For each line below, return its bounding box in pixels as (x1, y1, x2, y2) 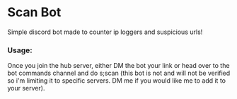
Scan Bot (7, 4, 62, 21)
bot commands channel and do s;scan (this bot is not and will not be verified (7, 69, 231, 78)
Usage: (7, 45, 33, 55)
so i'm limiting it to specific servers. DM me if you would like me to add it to (7, 76, 226, 85)
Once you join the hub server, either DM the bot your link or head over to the (7, 62, 230, 70)
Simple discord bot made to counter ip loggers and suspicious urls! (7, 28, 203, 36)
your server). (7, 84, 45, 93)
